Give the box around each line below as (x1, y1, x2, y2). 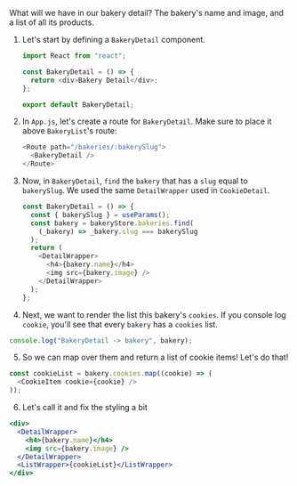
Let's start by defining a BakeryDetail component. (21, 35, 206, 45)
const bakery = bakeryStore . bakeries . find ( (30, 218, 194, 228)
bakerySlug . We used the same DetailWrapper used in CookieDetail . (21, 185, 270, 195)
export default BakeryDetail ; (21, 100, 135, 109)
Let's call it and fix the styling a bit (21, 402, 148, 412)
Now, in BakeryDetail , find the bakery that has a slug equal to (21, 175, 248, 186)
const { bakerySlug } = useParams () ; (30, 210, 171, 219)
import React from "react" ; (21, 52, 126, 61)
